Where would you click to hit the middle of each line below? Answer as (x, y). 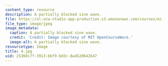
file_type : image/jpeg (29, 24)
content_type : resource (30, 10)
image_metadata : (22, 28)
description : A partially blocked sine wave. (53, 14)
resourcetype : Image (27, 47)
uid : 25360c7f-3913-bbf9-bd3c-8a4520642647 (51, 56)
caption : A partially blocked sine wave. (53, 33)
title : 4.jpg (19, 51)
